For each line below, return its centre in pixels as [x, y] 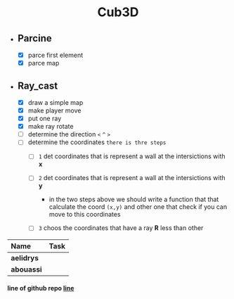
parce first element [56, 55]
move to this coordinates [85, 215]
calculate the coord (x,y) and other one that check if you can [138, 207]
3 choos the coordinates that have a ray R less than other [121, 228]
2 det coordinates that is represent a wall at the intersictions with [132, 178]
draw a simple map [56, 102]
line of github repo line [41, 288]
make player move [54, 110]
